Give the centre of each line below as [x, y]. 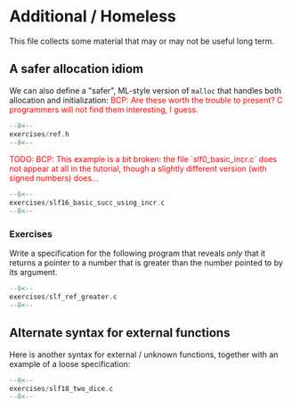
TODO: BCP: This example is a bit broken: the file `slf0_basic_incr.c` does [143, 159]
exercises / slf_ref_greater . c [63, 297]
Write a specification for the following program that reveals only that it [137, 253]
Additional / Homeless [93, 16]
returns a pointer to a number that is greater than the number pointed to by [146, 263]
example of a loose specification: [70, 363]
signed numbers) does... [54, 178]
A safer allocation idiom [77, 69]
